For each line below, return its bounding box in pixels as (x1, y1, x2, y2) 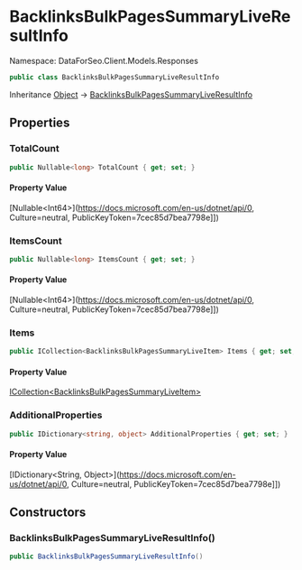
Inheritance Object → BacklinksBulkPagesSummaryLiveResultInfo (9, 88, 253, 100)
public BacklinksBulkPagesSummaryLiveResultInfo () (9, 552, 204, 561)
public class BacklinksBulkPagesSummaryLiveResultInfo (9, 72, 220, 82)
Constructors (9, 505, 87, 520)
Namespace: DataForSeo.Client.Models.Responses (9, 55, 198, 66)
